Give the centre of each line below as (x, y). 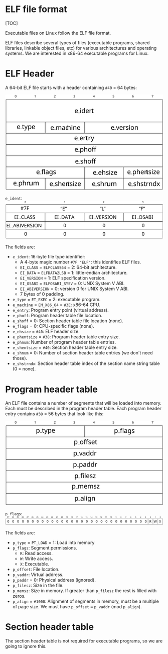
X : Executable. (34, 564)
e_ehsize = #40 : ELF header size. (46, 332)
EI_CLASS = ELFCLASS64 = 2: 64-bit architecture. (68, 267)
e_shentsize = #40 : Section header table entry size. (65, 347)
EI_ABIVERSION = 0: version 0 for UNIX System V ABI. (74, 289)
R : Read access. (36, 553)
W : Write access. (37, 558)
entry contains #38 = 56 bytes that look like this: (54, 414)
